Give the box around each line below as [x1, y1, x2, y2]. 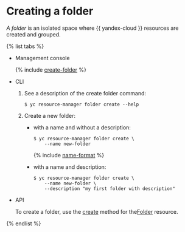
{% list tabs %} [6, 43, 44, 50]
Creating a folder [6, 4, 94, 18]
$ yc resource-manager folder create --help [24, 101, 139, 107]
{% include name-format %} [33, 151, 105, 159]
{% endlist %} [6, 220, 41, 227]
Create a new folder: [24, 112, 76, 119]
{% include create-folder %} [15, 66, 86, 73]
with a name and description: [33, 163, 106, 171]
